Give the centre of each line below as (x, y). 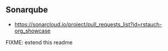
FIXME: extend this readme (39, 42)
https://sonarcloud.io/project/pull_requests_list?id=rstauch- (88, 24)
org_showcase (32, 31)
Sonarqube (27, 10)
